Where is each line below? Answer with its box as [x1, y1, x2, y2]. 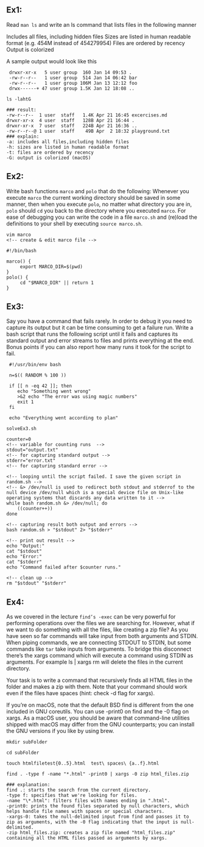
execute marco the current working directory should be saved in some [6, 194, 181, 201]
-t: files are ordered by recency [6, 149, 94, 155]
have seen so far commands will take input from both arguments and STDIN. [6, 633, 198, 640]
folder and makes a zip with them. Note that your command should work [6, 683, 188, 690]
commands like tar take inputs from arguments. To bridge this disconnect [6, 645, 192, 653]
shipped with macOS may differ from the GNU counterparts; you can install [6, 721, 195, 728]
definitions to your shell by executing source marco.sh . [6, 219, 143, 227]
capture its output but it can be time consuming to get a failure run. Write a [6, 324, 194, 331]
